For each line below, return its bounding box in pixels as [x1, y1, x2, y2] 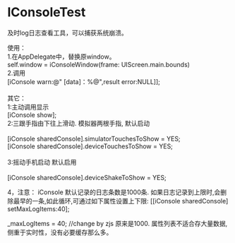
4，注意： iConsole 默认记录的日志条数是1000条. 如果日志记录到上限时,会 [7, 188, 221, 196]
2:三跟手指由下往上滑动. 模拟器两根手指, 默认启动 [7, 119, 150, 127]
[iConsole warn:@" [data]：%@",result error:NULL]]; [7, 77, 161, 85]
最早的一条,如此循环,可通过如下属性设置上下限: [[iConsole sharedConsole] [13, 196, 229, 205]
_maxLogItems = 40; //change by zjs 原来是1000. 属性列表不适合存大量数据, [7, 219, 228, 227]
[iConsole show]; [7, 110, 57, 119]
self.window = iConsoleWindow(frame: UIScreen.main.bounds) [7, 60, 191, 69]
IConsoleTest [7, 4, 86, 20]
